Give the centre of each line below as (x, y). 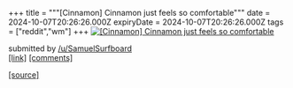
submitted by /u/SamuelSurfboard (70, 48)
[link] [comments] (41, 58)
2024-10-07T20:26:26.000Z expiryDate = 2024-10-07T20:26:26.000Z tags (146, 22)
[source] (24, 75)
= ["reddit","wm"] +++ (49, 31)
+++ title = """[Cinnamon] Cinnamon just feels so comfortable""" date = (139, 13)
